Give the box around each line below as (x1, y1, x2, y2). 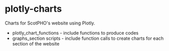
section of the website (12, 40, 60, 46)
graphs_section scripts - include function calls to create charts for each (12, 35, 164, 41)
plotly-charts (5, 3, 62, 15)
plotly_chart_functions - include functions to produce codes (12, 30, 139, 36)
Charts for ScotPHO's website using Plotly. (5, 20, 96, 26)
